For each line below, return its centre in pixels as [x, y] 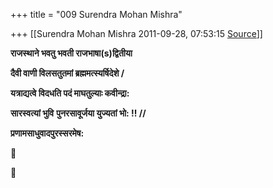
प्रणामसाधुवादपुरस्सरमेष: [47, 133]
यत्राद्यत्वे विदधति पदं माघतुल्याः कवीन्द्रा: [70, 93]
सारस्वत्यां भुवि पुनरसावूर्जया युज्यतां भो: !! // [78, 113]
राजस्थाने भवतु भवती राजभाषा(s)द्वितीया [71, 53]
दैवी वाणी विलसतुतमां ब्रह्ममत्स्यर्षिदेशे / [67, 73]
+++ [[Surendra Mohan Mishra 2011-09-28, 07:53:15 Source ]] [136, 33]
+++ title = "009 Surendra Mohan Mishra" [96, 14]
